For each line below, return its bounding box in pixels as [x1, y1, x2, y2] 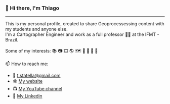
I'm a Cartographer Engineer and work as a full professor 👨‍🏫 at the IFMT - [5, 31, 159, 37]
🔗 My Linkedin [12, 93, 42, 99]
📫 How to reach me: [5, 61, 49, 67]
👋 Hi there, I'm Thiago [5, 5, 60, 12]
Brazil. [5, 37, 19, 43]
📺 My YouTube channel [12, 86, 62, 92]
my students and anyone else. [5, 26, 68, 32]
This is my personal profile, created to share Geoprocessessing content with [5, 21, 164, 27]
